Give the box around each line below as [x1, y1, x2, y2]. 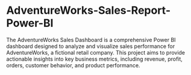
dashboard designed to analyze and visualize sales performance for [6, 43, 175, 50]
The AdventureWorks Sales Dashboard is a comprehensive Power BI [6, 36, 176, 43]
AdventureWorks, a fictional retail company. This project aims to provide [6, 49, 186, 56]
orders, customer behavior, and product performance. [6, 61, 140, 69]
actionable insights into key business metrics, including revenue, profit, [6, 55, 183, 62]
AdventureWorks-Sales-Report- [6, 4, 171, 17]
